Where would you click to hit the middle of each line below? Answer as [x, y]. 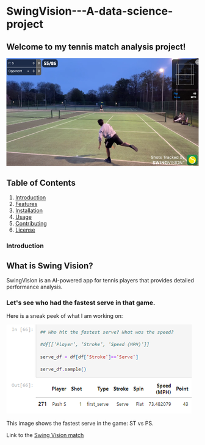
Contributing [31, 224]
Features [26, 204]
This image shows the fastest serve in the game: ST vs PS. [80, 424]
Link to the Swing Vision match [45, 435]
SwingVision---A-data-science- [90, 11]
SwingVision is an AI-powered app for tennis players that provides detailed [100, 281]
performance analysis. [34, 287]
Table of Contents [41, 183]
